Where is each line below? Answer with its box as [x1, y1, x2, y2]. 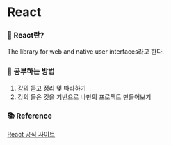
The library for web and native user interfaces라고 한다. [7, 47, 165, 56]
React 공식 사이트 [7, 130, 56, 139]
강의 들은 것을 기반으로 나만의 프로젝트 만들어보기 [17, 92, 152, 101]
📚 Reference [7, 111, 52, 121]
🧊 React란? [7, 31, 44, 40]
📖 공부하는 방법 [7, 67, 55, 77]
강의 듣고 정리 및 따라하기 [17, 84, 87, 92]
